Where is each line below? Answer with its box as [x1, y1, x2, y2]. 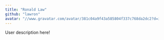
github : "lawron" [5, 12, 41, 17]
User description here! [5, 30, 50, 36]
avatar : [5, 16, 21, 21]
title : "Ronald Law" [5, 7, 47, 12]
